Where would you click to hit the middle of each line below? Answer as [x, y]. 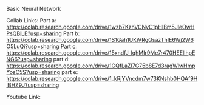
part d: [61, 59]
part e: [70, 72]
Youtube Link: [23, 97]
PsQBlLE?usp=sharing [34, 33]
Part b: [71, 33]
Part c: [69, 46]
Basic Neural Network [34, 9]
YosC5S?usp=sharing [33, 72]
